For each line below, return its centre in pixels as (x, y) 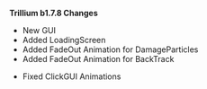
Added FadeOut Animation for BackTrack (98, 59)
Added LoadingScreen (64, 40)
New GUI (39, 30)
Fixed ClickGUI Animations (72, 76)
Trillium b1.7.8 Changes (54, 13)
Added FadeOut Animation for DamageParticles (110, 49)
